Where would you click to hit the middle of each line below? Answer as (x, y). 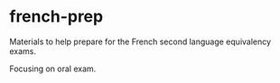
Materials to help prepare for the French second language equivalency (140, 41)
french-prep (56, 17)
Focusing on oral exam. (53, 69)
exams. (23, 51)
